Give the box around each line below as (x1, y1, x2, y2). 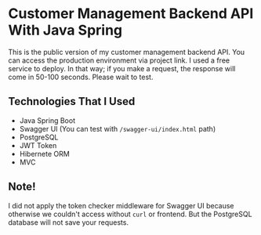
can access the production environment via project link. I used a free (8, 56, 230, 65)
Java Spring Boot (19, 115, 76, 125)
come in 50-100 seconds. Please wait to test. (8, 72, 154, 81)
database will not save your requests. (8, 217, 129, 227)
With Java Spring (8, 21, 123, 39)
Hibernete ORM (19, 149, 71, 158)
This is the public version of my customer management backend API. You (8, 47, 245, 56)
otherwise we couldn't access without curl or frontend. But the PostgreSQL (8, 209, 252, 219)
